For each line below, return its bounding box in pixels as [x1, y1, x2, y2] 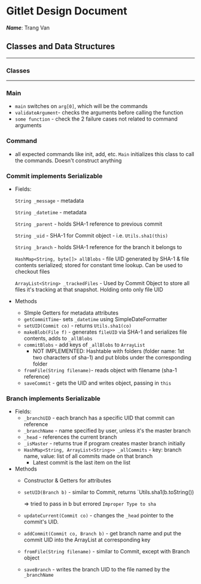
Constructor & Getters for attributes [23, 477, 112, 484]
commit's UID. [23, 518, 59, 526]
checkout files [14, 268, 50, 275]
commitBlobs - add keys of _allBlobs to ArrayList [23, 341, 145, 348]
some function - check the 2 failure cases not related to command [14, 115, 178, 122]
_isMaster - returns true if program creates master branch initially [23, 440, 185, 447]
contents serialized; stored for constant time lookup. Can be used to [14, 261, 183, 268]
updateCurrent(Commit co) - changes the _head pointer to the [23, 512, 174, 519]
